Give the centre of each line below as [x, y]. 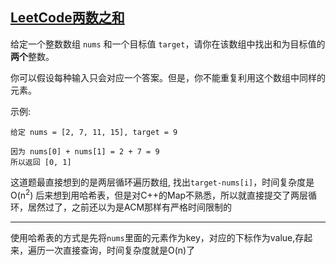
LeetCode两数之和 [67, 18]
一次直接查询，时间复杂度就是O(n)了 [120, 250]
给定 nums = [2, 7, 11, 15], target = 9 [94, 132]
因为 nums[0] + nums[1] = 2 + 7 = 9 [85, 151]
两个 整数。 [32, 56]
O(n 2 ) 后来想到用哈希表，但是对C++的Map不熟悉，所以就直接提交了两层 [159, 194]
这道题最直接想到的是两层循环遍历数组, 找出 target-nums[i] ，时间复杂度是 [162, 182]
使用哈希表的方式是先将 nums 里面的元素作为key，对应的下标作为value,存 [157, 238]
